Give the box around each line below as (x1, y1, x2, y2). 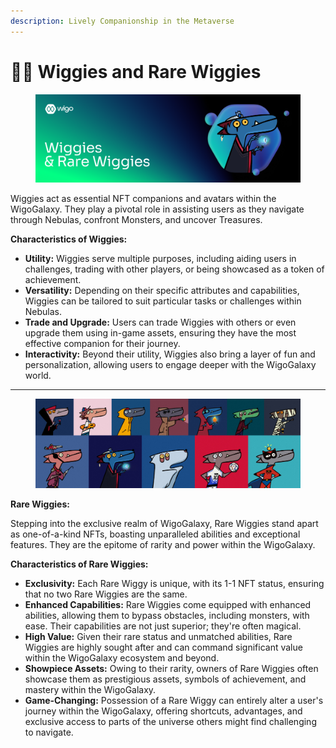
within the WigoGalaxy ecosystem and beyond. (24, 652, 220, 664)
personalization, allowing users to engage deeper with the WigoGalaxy (24, 358, 317, 370)
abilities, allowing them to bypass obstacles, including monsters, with (24, 610, 310, 622)
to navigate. (24, 726, 74, 739)
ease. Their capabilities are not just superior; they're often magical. (24, 620, 302, 632)
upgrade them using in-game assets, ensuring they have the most (24, 326, 297, 339)
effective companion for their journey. (24, 337, 181, 349)
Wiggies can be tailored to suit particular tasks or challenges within (24, 295, 302, 307)
